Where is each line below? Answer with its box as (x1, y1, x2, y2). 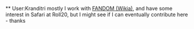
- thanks (5, 17, 26, 24)
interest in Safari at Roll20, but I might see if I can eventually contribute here (5, 11, 188, 18)
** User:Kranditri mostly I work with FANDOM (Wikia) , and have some (5, 5, 173, 12)
